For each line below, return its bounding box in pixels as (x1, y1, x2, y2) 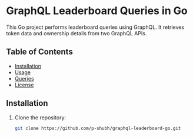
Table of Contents (6, 47, 74, 57)
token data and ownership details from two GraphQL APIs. (6, 29, 147, 36)
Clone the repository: (14, 113, 66, 121)
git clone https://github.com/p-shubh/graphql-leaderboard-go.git (14, 125, 181, 131)
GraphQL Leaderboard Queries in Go (6, 4, 188, 18)
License (14, 81, 34, 88)
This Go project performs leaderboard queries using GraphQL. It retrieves (6, 24, 184, 31)
